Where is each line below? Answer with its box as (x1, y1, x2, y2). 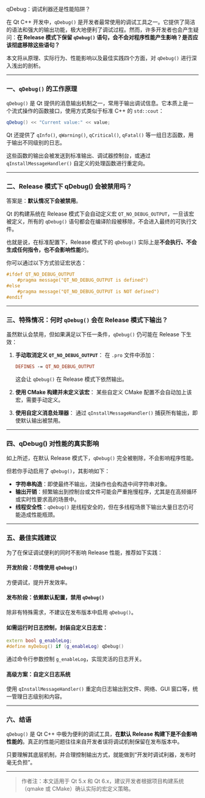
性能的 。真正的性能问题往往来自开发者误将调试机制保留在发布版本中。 (6, 738, 183, 745)
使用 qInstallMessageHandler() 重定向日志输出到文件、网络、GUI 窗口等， (6, 685, 193, 693)
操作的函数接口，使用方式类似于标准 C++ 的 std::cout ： (22, 107, 165, 115)
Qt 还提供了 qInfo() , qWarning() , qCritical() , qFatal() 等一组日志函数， (6, 131, 189, 139)
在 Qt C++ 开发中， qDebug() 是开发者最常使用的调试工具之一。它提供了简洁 (6, 18, 196, 26)
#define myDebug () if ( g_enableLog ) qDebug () (6, 644, 124, 650)
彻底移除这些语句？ (11, 42, 60, 48)
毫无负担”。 (6, 759, 36, 766)
